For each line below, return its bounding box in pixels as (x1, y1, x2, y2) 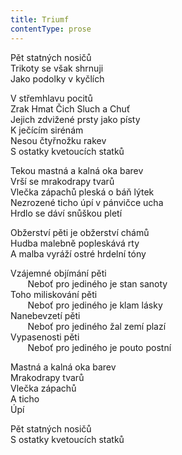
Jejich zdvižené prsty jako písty (10, 113, 141, 125)
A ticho (10, 392, 40, 405)
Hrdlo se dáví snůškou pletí (10, 207, 123, 219)
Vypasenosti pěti (10, 331, 80, 343)
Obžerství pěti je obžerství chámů (10, 226, 150, 238)
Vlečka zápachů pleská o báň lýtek (10, 186, 155, 198)
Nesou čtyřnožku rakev (10, 134, 107, 146)
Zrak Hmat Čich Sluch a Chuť (10, 102, 131, 115)
